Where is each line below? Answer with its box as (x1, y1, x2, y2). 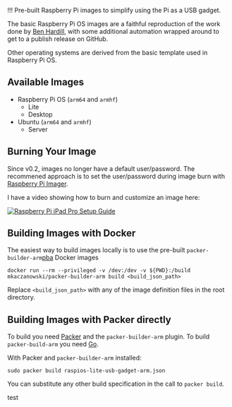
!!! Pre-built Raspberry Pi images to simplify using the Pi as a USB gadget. (7, 6, 221, 14)
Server (28, 125, 48, 134)
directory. (7, 293, 35, 302)
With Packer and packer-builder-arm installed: (7, 353, 142, 362)
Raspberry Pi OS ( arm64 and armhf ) (17, 95, 118, 103)
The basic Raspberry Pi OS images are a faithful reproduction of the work (7, 20, 221, 28)
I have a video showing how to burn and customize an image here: (7, 193, 200, 201)
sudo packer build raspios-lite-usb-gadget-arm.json (7, 367, 166, 374)
